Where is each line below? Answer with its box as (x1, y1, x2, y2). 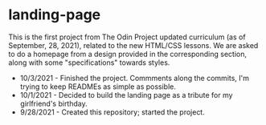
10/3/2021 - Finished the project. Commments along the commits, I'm (19, 73, 250, 83)
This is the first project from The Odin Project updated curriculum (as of (8, 32, 247, 42)
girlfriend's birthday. (19, 99, 88, 108)
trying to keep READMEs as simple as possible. (19, 82, 177, 91)
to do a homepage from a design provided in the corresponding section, (8, 49, 248, 58)
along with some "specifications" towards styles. (8, 58, 170, 67)
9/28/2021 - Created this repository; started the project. (19, 107, 205, 117)
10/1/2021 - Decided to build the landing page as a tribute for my (19, 90, 233, 99)
